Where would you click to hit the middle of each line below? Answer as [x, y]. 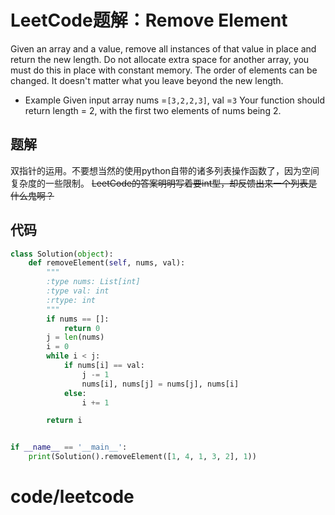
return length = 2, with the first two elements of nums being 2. [153, 110]
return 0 [82, 328]
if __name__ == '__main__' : [69, 447]
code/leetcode [72, 497]
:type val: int [78, 291]
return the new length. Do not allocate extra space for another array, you [160, 59]
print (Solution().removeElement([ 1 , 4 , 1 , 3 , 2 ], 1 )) [142, 457]
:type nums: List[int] [93, 282]
